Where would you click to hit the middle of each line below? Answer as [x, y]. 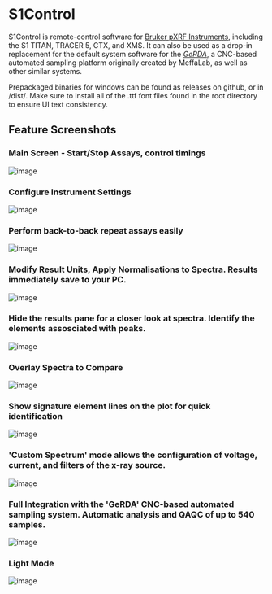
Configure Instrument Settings [70, 192]
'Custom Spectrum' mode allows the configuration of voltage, [133, 455]
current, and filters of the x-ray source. [87, 465]
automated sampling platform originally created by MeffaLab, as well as [128, 63]
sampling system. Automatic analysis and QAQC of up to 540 [132, 514]
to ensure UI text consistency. [58, 104]
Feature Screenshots [63, 130]
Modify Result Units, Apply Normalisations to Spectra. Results [133, 269]
